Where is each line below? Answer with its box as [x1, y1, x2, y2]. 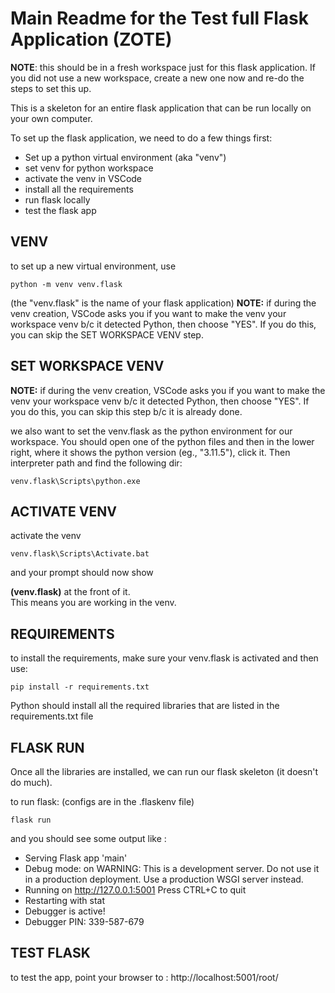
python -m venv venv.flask [10, 279, 123, 289]
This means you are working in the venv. [10, 597, 177, 609]
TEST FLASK [10, 945, 91, 962]
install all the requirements [24, 183, 134, 195]
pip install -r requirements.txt [10, 682, 150, 692]
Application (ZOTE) [10, 28, 173, 51]
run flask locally [24, 193, 91, 206]
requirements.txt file [10, 710, 94, 722]
